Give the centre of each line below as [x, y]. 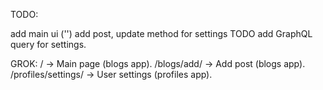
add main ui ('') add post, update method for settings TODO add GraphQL [161, 33]
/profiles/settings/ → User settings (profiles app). [111, 74]
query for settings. [48, 44]
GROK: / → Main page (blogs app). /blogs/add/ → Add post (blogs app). [158, 63]
